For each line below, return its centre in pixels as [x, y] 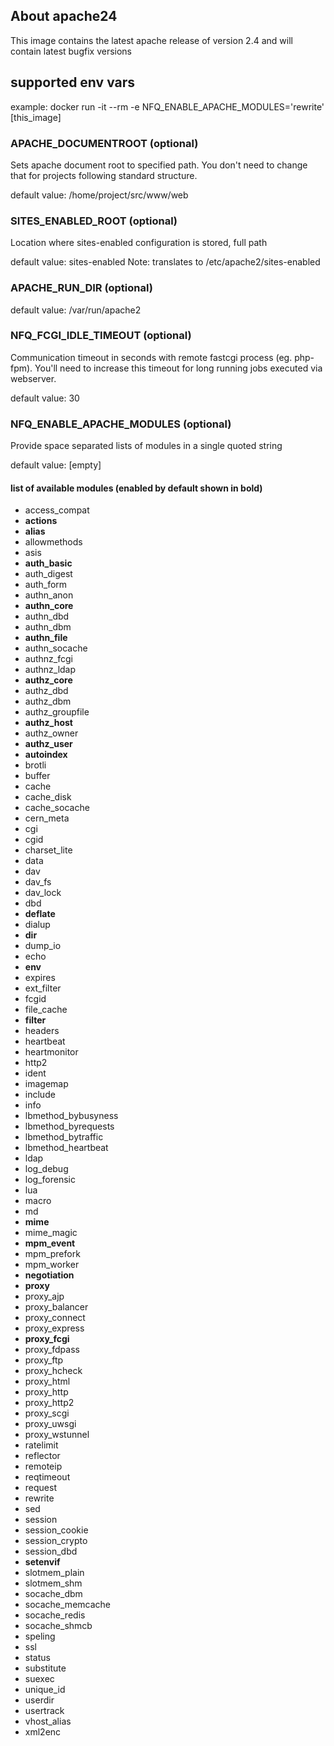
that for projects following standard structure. [104, 175]
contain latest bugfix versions [71, 51]
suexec [39, 1679]
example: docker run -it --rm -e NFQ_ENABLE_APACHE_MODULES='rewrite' [167, 106]
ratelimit [41, 1445]
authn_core [49, 606]
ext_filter [43, 988]
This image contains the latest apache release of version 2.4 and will [151, 40]
